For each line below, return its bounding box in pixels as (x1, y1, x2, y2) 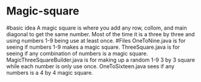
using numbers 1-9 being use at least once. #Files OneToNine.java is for (6, 37, 186, 44)
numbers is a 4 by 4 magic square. (6, 69, 94, 76)
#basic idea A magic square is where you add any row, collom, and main (6, 24, 187, 31)
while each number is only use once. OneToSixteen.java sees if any (6, 62, 175, 70)
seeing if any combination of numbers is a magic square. (6, 49, 149, 57)
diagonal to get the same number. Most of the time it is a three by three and (6, 30, 196, 37)
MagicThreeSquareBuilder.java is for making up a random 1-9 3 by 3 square (6, 56, 196, 63)
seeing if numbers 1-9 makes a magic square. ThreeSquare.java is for (6, 43, 180, 51)
